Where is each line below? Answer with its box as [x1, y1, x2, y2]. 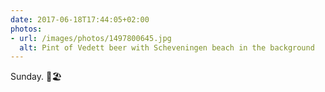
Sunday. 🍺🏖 [10, 71, 63, 83]
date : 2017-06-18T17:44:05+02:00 [10, 14, 150, 25]
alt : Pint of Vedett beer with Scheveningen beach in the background [19, 42, 315, 53]
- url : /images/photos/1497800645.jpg [10, 33, 172, 43]
